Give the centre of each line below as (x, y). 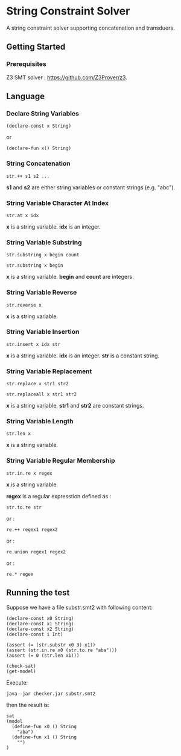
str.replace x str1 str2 (37, 384)
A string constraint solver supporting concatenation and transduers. (91, 28)
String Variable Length (40, 422)
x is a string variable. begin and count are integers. (70, 277)
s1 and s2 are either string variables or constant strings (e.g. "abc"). (91, 187)
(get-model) (21, 671)
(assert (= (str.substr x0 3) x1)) (51, 645)
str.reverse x (24, 305)
